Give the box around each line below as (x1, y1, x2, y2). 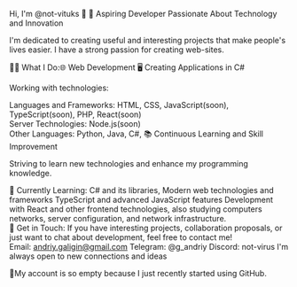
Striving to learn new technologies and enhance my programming (9, 159, 248, 168)
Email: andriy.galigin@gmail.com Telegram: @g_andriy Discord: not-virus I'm (9, 242, 289, 252)
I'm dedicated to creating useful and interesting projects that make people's (9, 35, 286, 45)
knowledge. (9, 168, 52, 178)
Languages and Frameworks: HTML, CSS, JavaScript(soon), (9, 100, 229, 110)
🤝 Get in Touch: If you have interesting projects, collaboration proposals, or (9, 222, 283, 233)
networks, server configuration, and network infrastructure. (9, 213, 227, 223)
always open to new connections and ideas (9, 251, 168, 261)
